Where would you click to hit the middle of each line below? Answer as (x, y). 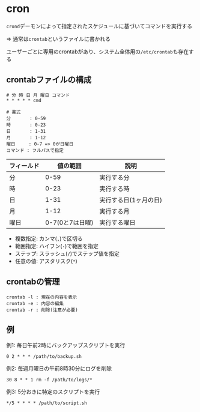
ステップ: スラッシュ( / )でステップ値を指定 (67, 253)
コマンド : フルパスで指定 (35, 150)
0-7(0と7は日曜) (69, 222)
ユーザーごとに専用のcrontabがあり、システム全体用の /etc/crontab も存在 (98, 51)
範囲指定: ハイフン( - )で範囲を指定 (57, 246)
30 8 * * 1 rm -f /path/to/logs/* (50, 380)
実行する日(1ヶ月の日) (131, 200)
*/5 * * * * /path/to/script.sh (47, 403)
